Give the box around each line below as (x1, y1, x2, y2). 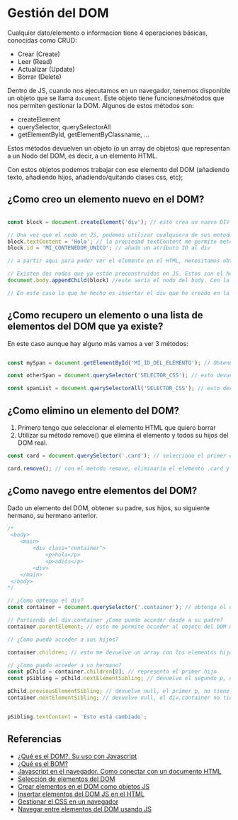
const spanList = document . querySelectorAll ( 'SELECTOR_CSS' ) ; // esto (7, 385, 220, 392)
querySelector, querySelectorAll (17, 122, 111, 131)
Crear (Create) (17, 50, 60, 58)
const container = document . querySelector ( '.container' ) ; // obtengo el (7, 604, 227, 611)
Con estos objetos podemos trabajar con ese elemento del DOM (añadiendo (7, 165, 230, 173)
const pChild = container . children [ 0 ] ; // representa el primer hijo (7, 668, 217, 676)
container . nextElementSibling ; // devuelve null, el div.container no (7, 694, 220, 701)
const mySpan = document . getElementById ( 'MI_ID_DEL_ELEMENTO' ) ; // (7, 359, 211, 367)
